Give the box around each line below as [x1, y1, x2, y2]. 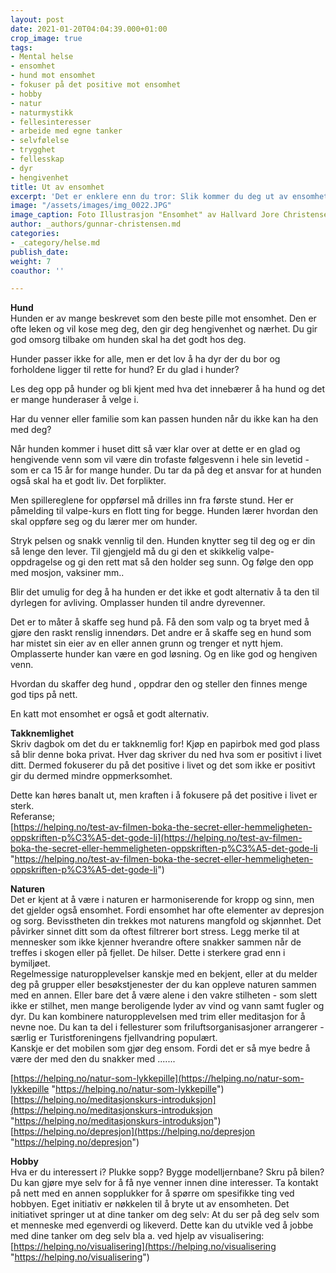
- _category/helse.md [10, 237, 101, 248]
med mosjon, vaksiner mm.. [10, 567, 125, 579]
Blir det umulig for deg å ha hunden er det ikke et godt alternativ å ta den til [10, 586, 320, 598]
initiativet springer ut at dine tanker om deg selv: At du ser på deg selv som [10, 1209, 320, 1221]
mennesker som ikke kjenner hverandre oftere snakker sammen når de [10, 936, 302, 948]
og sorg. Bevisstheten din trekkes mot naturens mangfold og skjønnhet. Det [10, 915, 322, 927]
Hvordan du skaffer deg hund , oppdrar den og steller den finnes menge [10, 678, 308, 690]
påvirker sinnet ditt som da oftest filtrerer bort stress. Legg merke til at [10, 926, 300, 938]
